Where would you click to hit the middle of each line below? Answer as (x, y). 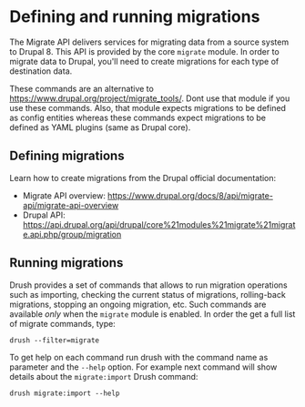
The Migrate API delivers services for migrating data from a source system (149, 42)
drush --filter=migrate (55, 340)
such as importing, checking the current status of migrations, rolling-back (148, 294)
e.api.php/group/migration (72, 234)
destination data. (41, 71)
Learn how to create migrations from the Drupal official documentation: (143, 178)
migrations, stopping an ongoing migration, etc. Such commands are (138, 304)
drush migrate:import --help (65, 393)
